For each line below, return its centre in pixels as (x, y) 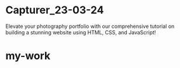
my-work (28, 56)
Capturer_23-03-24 (55, 10)
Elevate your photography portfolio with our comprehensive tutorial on (90, 26)
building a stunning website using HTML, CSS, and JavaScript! (81, 32)
